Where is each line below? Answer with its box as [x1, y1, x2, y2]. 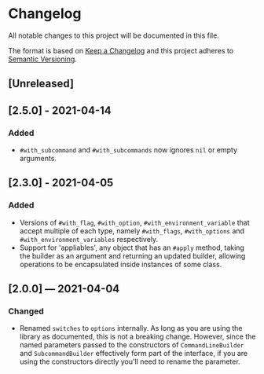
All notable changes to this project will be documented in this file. [8, 31, 220, 40]
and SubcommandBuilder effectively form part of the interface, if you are [19, 349, 248, 358]
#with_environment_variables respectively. [19, 234, 159, 244]
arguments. [19, 154, 57, 163]
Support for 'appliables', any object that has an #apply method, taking [19, 243, 245, 252]
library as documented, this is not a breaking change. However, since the [19, 332, 256, 342]
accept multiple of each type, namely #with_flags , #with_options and [19, 225, 245, 236]
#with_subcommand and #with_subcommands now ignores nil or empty [19, 145, 238, 155]
